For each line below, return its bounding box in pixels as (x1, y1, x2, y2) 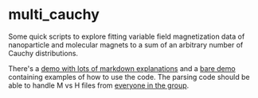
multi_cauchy (8, 6, 100, 24)
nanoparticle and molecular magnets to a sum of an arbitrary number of (8, 40, 244, 49)
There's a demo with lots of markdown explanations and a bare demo (8, 63, 236, 73)
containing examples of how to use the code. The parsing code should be (8, 72, 250, 81)
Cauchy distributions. (8, 48, 78, 58)
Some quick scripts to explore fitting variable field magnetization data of (8, 32, 245, 41)
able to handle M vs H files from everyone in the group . (8, 81, 190, 90)
